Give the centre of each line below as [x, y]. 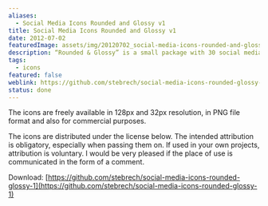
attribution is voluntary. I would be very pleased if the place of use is [120, 153]
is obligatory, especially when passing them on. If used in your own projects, [134, 145]
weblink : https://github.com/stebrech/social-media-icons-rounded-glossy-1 [137, 82]
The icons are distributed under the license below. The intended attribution [131, 137]
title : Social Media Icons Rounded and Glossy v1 [93, 30]
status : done [30, 90]
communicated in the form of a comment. [77, 162]
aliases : [23, 16]
